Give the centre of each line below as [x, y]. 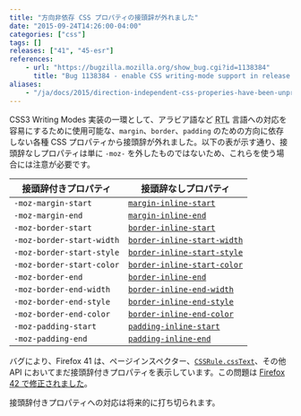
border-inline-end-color [181, 314]
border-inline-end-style [181, 302]
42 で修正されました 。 [51, 383]
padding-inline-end [170, 338]
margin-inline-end [168, 215]
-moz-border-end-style [62, 302]
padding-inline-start [174, 326]
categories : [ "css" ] [48, 34]
